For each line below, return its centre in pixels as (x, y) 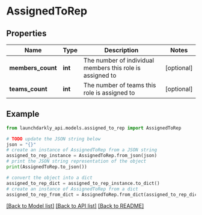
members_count (33, 68)
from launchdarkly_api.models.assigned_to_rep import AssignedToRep (94, 128)
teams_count (28, 89)
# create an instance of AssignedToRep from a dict (72, 189)
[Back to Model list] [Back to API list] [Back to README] (75, 206)
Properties (26, 33)
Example (23, 114)
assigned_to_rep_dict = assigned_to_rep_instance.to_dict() (83, 183)
